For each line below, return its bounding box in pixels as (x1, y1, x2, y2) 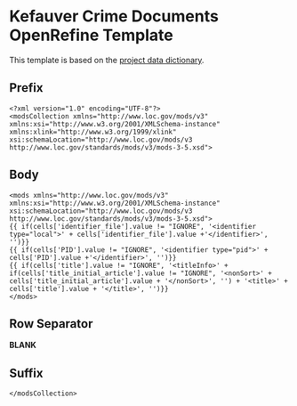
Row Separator (9, 316, 93, 331)
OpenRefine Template (9, 25, 173, 45)
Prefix (9, 80, 44, 95)
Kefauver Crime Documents (9, 6, 220, 27)
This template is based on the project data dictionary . (9, 54, 205, 65)
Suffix (9, 365, 44, 380)
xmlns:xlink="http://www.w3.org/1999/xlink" (9, 127, 177, 136)
